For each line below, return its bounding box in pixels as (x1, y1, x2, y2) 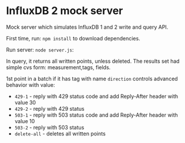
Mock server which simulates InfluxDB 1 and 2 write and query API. (6, 23, 169, 30)
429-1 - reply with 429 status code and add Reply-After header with (14, 93, 179, 100)
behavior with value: (6, 81, 55, 88)
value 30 (14, 98, 36, 106)
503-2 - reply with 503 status (14, 124, 85, 131)
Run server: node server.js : (6, 46, 74, 53)
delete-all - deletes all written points (14, 130, 106, 137)
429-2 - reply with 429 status (14, 105, 85, 112)
